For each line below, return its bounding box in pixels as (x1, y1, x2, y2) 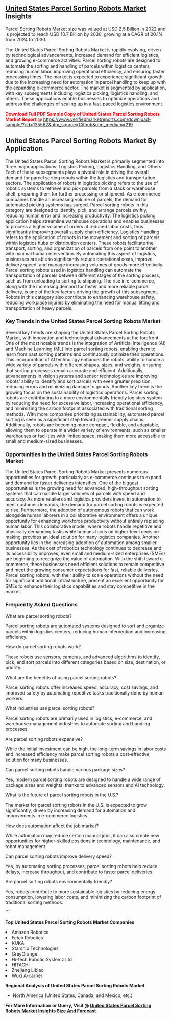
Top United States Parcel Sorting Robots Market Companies (5, 919, 135, 925)
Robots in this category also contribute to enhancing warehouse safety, (5, 294, 156, 300)
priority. (5, 664, 22, 670)
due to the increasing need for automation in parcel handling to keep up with (5, 79, 166, 85)
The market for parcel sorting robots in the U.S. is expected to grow (5, 801, 148, 808)
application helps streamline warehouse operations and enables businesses (5, 218, 165, 224)
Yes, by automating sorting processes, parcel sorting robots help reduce (5, 863, 158, 869)
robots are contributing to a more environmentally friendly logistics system (5, 394, 162, 401)
